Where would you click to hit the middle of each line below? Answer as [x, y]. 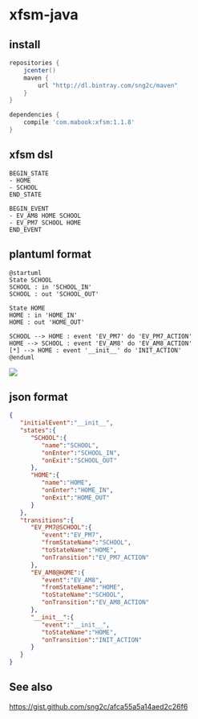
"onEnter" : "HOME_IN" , [77, 491]
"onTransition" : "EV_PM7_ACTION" [95, 557]
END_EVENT [26, 230]
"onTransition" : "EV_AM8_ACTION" [95, 602]
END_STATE [26, 195]
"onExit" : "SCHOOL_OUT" [79, 460]
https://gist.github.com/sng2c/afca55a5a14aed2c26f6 [99, 706]
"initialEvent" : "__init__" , [67, 423]
